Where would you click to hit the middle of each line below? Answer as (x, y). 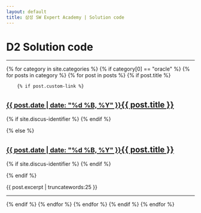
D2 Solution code (50, 47)
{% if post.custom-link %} (51, 86)
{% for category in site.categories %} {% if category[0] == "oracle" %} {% (98, 69)
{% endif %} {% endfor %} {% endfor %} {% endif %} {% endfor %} (90, 205)
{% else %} (20, 131)
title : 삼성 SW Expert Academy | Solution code (65, 17)
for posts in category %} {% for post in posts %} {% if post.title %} (89, 75)
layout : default (26, 12)
